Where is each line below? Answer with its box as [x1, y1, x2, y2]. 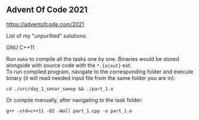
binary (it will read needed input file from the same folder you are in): [6, 74, 176, 81]
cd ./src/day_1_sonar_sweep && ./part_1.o [6, 86, 114, 92]
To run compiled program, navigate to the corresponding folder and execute [6, 68, 194, 75]
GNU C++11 [6, 44, 35, 51]
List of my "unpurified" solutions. [6, 32, 88, 39]
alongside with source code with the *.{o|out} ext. [6, 61, 132, 69]
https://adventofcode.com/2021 [6, 20, 85, 27]
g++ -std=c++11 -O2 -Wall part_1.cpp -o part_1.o [6, 107, 133, 114]
